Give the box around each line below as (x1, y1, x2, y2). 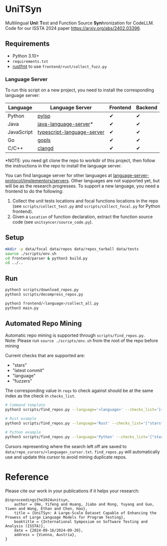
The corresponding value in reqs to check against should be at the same (5, 388, 154, 393)
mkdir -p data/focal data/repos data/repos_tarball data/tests (5, 246, 139, 251)
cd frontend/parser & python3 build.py (5, 256, 88, 261)
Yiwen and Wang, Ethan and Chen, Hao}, (5, 506, 88, 511)
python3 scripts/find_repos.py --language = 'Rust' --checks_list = (5, 421, 143, 426)
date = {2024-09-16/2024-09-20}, (14, 528, 83, 533)
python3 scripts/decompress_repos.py (5, 292, 83, 297)
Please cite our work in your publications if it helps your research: (5, 488, 140, 494)
